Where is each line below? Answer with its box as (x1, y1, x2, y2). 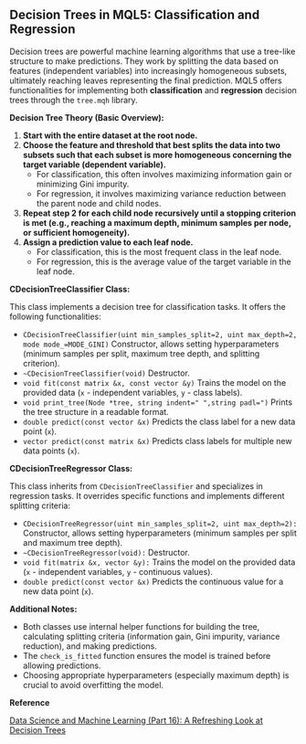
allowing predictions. (22, 660, 102, 671)
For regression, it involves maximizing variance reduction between (36, 187, 286, 199)
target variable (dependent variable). (22, 159, 166, 170)
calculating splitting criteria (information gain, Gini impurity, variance (22, 631, 280, 642)
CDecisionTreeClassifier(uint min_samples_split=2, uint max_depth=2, (22, 330, 298, 339)
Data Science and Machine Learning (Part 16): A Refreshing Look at (9, 715, 263, 726)
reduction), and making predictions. (22, 640, 157, 652)
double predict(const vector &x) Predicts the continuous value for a (22, 576, 284, 587)
